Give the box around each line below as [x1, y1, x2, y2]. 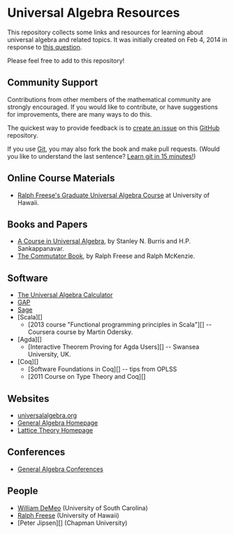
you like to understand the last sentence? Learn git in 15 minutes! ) [7, 152, 196, 160]
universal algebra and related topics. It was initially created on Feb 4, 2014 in [7, 35, 228, 43]
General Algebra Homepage [17, 419, 98, 427]
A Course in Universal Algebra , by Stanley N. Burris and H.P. [17, 237, 191, 245]
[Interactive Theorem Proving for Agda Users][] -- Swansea [27, 342, 200, 351]
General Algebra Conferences [17, 465, 103, 473]
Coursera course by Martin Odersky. [27, 328, 133, 336]
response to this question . [7, 43, 82, 51]
